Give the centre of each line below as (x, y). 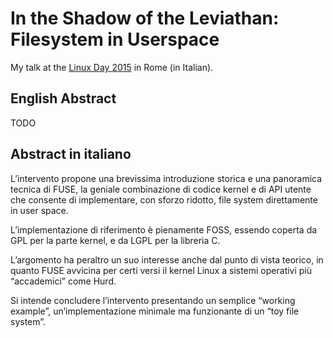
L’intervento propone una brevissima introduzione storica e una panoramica (166, 178)
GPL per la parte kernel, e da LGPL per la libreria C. (115, 240)
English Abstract (63, 98)
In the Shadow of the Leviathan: (145, 18)
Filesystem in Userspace (115, 39)
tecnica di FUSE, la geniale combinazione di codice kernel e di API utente (161, 189)
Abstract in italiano (71, 154)
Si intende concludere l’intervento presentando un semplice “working (153, 300)
